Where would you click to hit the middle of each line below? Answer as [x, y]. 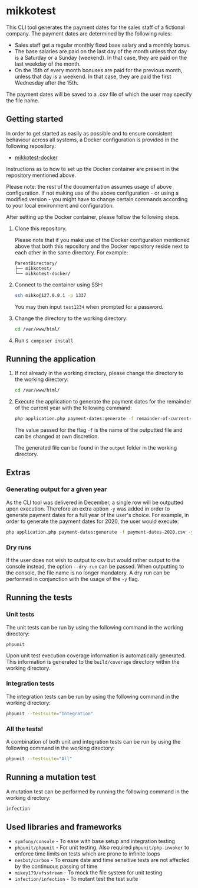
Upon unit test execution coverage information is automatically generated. [96, 655]
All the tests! [25, 729]
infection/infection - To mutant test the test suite [76, 879]
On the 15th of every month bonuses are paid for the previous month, [98, 70]
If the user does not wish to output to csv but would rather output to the [93, 560]
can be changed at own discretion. [57, 437]
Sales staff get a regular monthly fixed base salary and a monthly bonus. [103, 45]
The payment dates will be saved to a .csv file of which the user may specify [99, 94]
